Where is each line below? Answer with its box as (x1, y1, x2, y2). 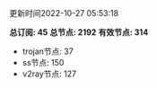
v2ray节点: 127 (22, 68, 77, 79)
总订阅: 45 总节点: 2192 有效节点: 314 (9, 27, 149, 38)
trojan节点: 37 (22, 46, 74, 57)
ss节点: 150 (22, 57, 65, 67)
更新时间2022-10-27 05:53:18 (9, 8, 119, 18)
